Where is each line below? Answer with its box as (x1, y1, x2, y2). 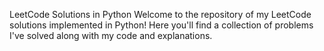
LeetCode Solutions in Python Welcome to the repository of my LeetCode (9, 9, 312, 20)
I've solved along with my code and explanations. (9, 30, 213, 41)
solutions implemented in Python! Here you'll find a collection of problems (9, 19, 314, 31)
